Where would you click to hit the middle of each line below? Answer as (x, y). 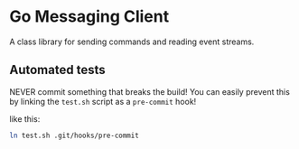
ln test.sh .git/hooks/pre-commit (75, 135)
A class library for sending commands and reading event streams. (132, 42)
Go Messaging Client (89, 17)
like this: (25, 118)
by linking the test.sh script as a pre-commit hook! (103, 101)
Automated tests (57, 70)
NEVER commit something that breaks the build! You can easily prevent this (150, 91)
